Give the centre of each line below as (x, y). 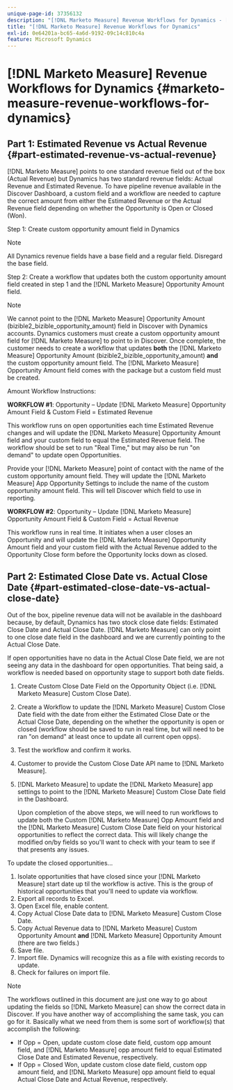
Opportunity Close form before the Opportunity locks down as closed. (107, 555)
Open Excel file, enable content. (63, 906)
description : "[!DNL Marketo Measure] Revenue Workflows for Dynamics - (115, 20)
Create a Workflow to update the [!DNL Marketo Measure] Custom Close (121, 707)
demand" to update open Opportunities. (64, 455)
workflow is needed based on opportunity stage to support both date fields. (116, 672)
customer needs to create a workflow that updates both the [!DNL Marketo (114, 348)
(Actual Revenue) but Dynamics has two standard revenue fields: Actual (110, 179)
